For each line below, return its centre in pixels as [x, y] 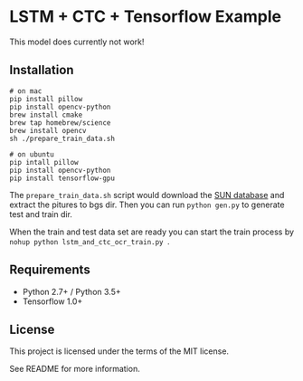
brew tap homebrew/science [60, 123]
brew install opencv [48, 130]
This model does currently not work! [77, 42]
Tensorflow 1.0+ [52, 301]
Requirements [50, 270]
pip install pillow [46, 99]
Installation [42, 70]
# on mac [26, 91]
